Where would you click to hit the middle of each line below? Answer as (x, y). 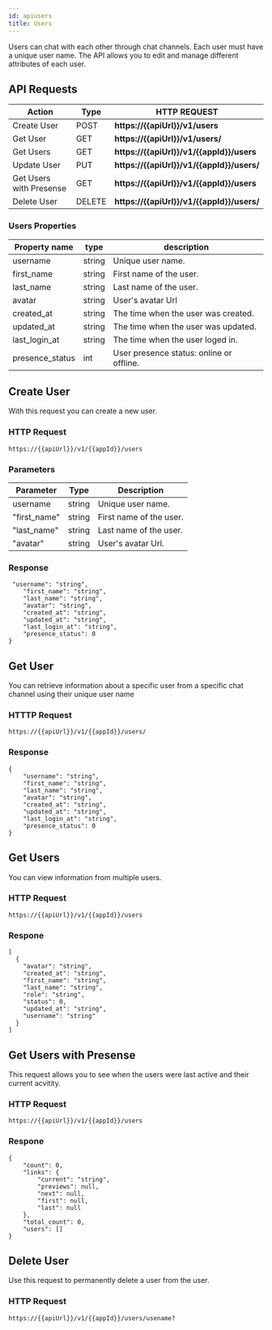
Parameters (32, 469)
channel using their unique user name (72, 695)
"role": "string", (54, 995)
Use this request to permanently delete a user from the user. (109, 1281)
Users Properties (42, 226)
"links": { (41, 1172)
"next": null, (61, 1193)
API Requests (43, 89)
